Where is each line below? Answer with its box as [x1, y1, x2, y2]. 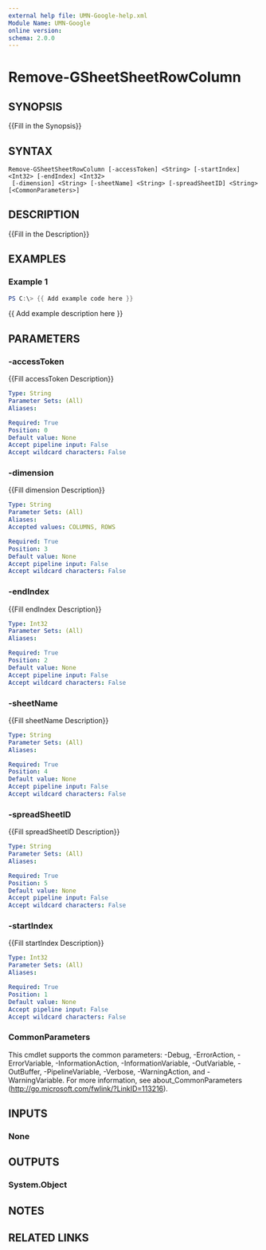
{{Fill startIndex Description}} [8, 939, 104, 948]
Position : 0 [8, 426, 48, 434]
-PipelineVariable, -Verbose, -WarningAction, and [43, 1066, 205, 1076]
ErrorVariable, [8, 1058, 54, 1068]
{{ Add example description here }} [8, 309, 123, 318]
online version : [8, 26, 62, 34]
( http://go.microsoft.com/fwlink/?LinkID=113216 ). [8, 1083, 169, 1094]
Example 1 [8, 276, 49, 287]
